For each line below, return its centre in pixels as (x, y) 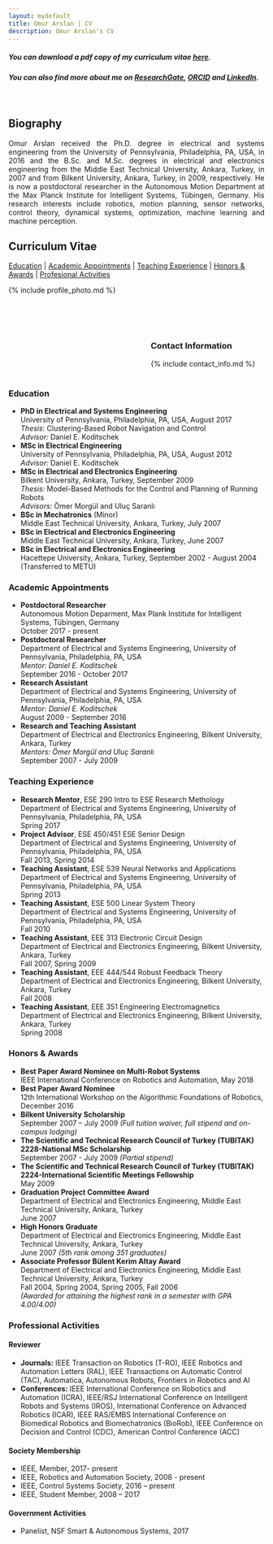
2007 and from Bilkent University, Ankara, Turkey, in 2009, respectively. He (136, 178)
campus (34, 1131)
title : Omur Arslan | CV (50, 24)
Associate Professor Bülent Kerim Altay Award (100, 1261)
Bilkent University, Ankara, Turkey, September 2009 (107, 479)
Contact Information (192, 346)
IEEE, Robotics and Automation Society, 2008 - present (113, 1477)
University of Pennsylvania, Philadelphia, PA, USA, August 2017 (126, 419)
